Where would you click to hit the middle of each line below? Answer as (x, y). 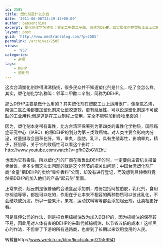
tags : (10, 64)
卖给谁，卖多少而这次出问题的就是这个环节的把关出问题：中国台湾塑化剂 (77, 166)
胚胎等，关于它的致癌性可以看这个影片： (54, 144)
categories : (17, 55)
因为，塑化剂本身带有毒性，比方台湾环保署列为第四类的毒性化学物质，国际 (79, 126)
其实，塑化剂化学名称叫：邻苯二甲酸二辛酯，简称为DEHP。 (64, 93)
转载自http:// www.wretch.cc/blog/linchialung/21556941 (60, 239)
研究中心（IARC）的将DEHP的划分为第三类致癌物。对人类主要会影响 (77, 132)
